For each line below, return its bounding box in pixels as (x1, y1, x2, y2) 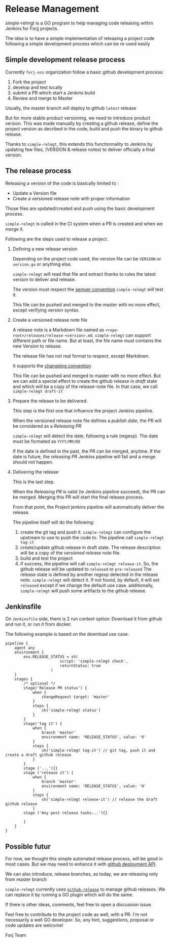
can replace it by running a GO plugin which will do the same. (5, 892, 133, 898)
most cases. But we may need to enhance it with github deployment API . (5, 861, 157, 867)
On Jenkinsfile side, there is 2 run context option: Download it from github (5, 616, 162, 622)
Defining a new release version (12, 246, 78, 252)
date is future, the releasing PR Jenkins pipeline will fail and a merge (12, 453, 156, 459)
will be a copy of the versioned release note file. (20, 549, 121, 556)
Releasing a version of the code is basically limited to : (5, 180, 119, 186)
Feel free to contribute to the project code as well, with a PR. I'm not (5, 911, 148, 918)
